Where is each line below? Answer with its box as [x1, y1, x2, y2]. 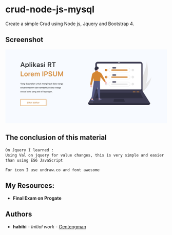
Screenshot [5, 35, 44, 44]
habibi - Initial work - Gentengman [12, 223, 86, 229]
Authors [5, 210, 32, 219]
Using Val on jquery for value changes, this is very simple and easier [5, 152, 164, 158]
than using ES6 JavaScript [5, 158, 63, 163]
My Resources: [5, 181, 55, 190]
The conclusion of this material [5, 133, 107, 142]
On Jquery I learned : [5, 147, 54, 152]
